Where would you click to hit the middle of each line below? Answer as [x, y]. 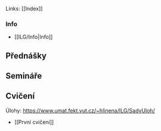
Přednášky [26, 56]
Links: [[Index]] [24, 9]
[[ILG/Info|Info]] [33, 37]
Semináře [24, 76]
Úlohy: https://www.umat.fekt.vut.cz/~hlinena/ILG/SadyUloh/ [80, 110]
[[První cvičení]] [34, 122]
